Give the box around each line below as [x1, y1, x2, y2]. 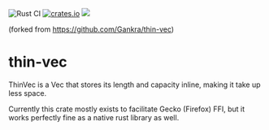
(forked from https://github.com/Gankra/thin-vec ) [8, 24, 175, 34]
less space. [8, 88, 47, 97]
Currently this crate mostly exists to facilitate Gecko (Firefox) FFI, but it [8, 104, 245, 114]
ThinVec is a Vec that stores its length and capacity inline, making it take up [8, 80, 262, 89]
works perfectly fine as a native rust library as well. [8, 112, 180, 122]
